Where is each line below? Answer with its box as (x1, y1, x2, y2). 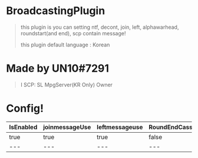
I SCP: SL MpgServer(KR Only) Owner (20, 81, 113, 88)
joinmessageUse (43, 123, 91, 131)
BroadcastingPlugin (6, 4, 105, 18)
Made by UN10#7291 (6, 62, 110, 75)
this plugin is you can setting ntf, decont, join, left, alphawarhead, (20, 23, 179, 31)
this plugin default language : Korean (20, 41, 110, 48)
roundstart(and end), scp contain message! (20, 29, 126, 36)
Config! (6, 102, 44, 115)
